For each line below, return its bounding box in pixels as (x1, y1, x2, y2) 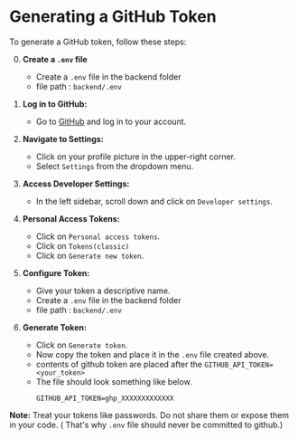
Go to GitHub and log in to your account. (35, 116, 187, 127)
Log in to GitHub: (22, 98, 88, 110)
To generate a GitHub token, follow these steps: (9, 36, 187, 47)
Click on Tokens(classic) (35, 240, 130, 251)
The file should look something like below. (35, 376, 192, 387)
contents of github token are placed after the (35, 358, 203, 369)
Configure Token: (22, 267, 90, 278)
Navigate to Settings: (22, 133, 104, 144)
